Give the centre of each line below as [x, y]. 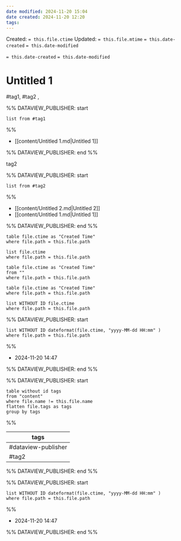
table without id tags [34, 391]
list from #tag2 [26, 186]
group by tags [23, 412]
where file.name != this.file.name [49, 402]
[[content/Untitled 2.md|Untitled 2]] [57, 209]
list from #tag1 [26, 119]
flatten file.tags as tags [39, 407]
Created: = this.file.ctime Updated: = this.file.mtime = [76, 39]
